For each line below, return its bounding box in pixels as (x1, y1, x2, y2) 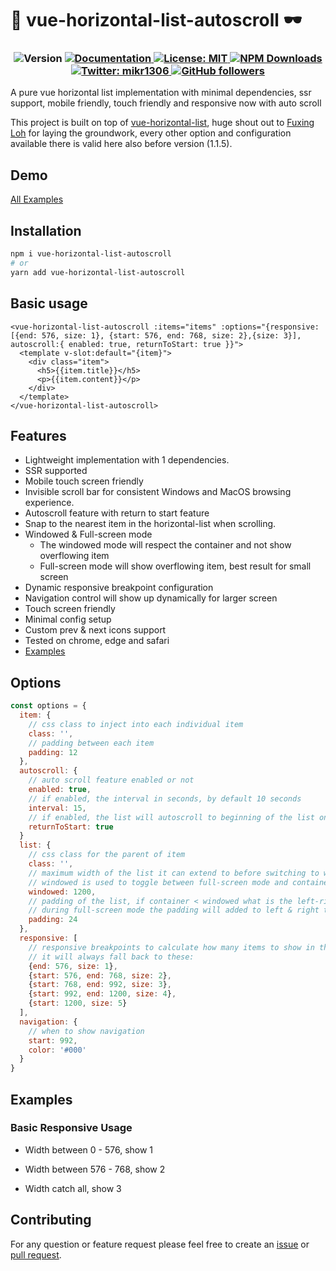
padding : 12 (28, 747, 78, 757)
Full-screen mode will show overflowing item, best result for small (39, 560, 312, 572)
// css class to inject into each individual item (28, 719, 244, 729)
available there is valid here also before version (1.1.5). (10, 138, 233, 150)
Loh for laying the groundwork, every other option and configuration (10, 127, 292, 139)
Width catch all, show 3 (24, 1182, 122, 1194)
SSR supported (24, 465, 88, 477)
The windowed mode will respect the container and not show (39, 539, 292, 551)
